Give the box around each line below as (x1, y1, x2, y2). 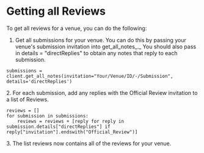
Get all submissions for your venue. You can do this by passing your (15, 36, 186, 43)
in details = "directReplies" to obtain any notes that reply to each (15, 49, 178, 56)
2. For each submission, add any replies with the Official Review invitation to (6, 89, 198, 96)
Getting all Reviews (6, 4, 106, 18)
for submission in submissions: (6, 113, 89, 119)
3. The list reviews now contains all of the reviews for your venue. (6, 140, 172, 147)
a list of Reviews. (6, 95, 49, 103)
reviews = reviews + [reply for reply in (17, 118, 124, 124)
